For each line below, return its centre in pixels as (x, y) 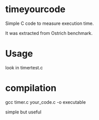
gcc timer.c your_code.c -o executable (46, 102)
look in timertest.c (24, 67)
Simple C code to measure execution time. (49, 23)
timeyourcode (36, 9)
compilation (31, 88)
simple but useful (23, 112)
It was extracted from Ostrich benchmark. (49, 33)
